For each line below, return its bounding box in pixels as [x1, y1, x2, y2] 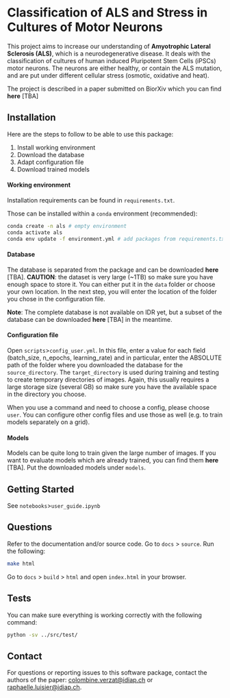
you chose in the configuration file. [7, 294, 105, 303]
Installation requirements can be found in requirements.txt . [7, 196, 175, 204]
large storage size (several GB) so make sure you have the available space [7, 382, 217, 391]
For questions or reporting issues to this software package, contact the [7, 668, 207, 677]
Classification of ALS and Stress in [7, 5, 208, 21]
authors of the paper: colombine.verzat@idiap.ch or [7, 676, 153, 684]
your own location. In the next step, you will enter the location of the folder [7, 287, 218, 296]
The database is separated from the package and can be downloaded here [7, 266, 219, 274]
